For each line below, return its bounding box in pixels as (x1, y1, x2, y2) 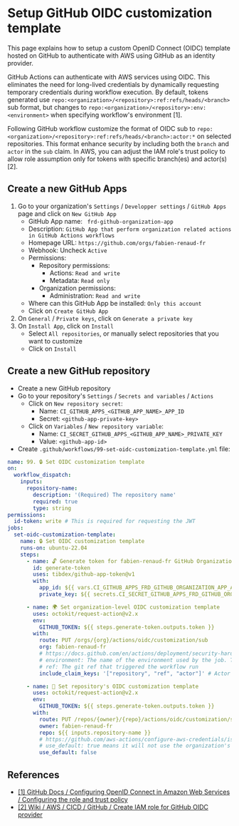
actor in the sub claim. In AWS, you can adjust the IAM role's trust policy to (7, 147, 226, 155)
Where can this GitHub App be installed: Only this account (28, 299, 202, 307)
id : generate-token (33, 564, 91, 572)
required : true (33, 497, 78, 505)
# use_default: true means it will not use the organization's (38, 743, 231, 750)
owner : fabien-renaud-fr (38, 722, 113, 730)
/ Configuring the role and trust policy (17, 795, 128, 803)
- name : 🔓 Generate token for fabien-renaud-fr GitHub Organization (26, 557, 235, 564)
